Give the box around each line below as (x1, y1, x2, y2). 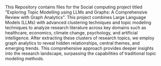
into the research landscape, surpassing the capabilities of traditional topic (5, 50, 156, 56)
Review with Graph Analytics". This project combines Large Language (5, 15, 146, 20)
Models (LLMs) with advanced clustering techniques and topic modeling (5, 19, 151, 25)
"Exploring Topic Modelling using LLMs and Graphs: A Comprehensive (5, 9, 148, 15)
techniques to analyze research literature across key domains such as (5, 25, 146, 31)
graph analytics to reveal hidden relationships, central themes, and (5, 40, 140, 46)
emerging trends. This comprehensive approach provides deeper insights (5, 46, 154, 51)
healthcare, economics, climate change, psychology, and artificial (5, 30, 138, 35)
